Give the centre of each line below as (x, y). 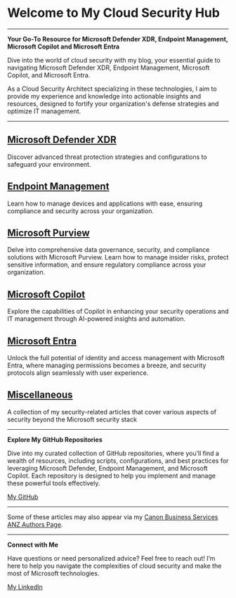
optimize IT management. (44, 111)
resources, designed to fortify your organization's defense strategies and (113, 103)
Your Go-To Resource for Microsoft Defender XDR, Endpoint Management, (118, 39)
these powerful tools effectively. (54, 483)
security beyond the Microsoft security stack (72, 419)
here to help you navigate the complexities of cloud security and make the (114, 566)
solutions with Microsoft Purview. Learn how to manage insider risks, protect (118, 257)
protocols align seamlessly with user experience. (78, 373)
